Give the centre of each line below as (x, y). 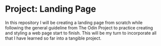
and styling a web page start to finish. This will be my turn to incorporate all (81, 33)
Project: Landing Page (50, 9)
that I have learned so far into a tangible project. (53, 38)
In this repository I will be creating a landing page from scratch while (74, 23)
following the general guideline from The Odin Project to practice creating (79, 27)
